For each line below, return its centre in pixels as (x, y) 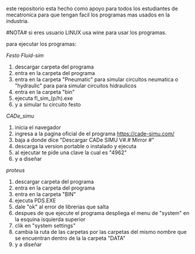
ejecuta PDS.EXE (35, 201)
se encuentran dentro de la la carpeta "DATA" (70, 238)
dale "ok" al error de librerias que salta (62, 207)
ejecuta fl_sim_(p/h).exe (44, 98)
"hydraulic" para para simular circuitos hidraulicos (76, 86)
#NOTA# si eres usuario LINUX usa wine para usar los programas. (86, 32)
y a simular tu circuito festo (48, 105)
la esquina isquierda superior (50, 219)
